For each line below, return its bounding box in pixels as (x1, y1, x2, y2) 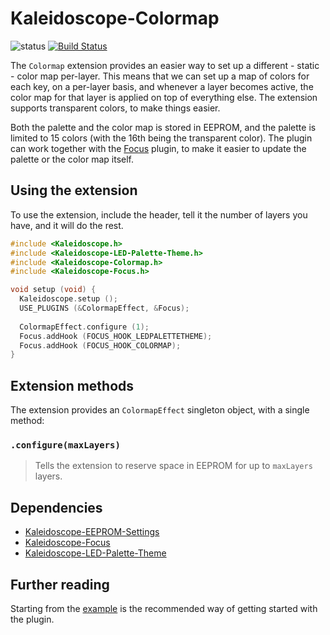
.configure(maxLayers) (10, 439, 121, 451)
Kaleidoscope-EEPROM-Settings (24, 526, 160, 538)
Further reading (10, 576, 110, 593)
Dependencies (10, 499, 103, 516)
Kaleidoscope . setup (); (19, 294, 118, 304)
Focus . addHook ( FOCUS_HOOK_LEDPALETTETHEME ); (19, 331, 213, 341)
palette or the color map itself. (10, 153, 135, 165)
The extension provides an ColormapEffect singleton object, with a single (10, 404, 310, 416)
